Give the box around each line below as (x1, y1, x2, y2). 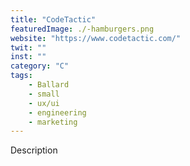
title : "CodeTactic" (10, 14, 97, 25)
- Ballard (28, 80, 70, 90)
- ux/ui (28, 98, 60, 108)
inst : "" (10, 52, 47, 62)
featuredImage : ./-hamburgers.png (10, 24, 155, 34)
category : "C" (10, 61, 70, 71)
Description (10, 144, 58, 156)
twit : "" (10, 42, 47, 53)
